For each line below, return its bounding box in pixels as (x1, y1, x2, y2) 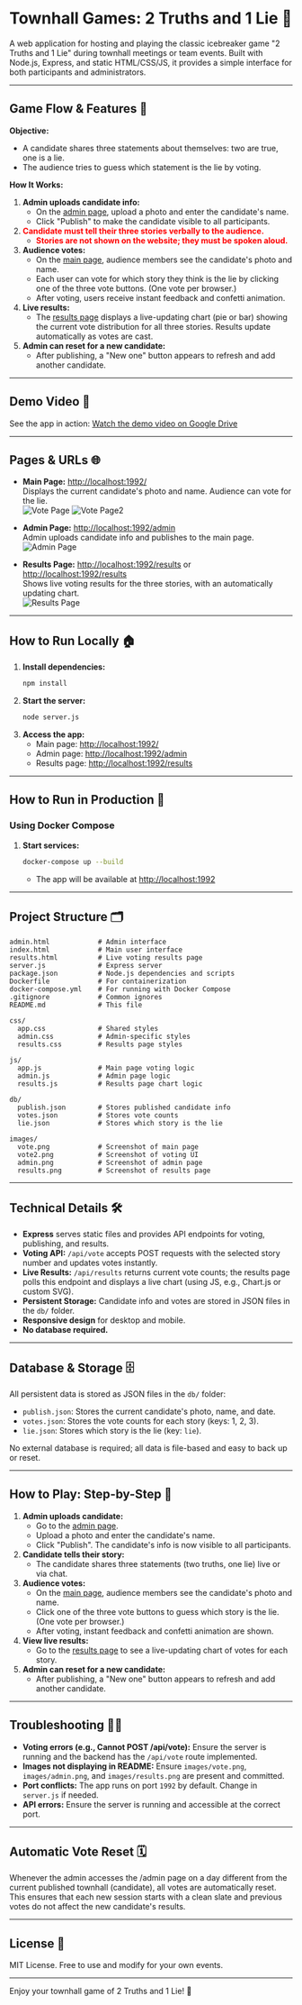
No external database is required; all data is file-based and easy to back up (9, 1442, 288, 1454)
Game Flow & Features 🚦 (9, 101, 148, 116)
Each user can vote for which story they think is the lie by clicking (35, 273, 280, 284)
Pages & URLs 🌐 (9, 452, 101, 468)
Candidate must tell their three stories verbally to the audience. (22, 225, 265, 236)
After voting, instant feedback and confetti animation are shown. (35, 1626, 274, 1636)
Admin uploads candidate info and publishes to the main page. (22, 532, 254, 543)
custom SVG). (22, 1286, 75, 1297)
